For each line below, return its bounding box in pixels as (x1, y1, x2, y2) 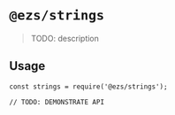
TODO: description (30, 33, 100, 43)
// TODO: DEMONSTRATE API (9, 97, 104, 106)
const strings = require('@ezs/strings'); (9, 82, 168, 91)
